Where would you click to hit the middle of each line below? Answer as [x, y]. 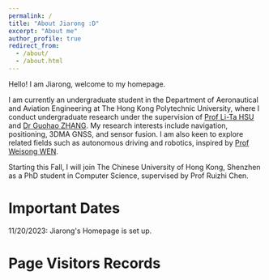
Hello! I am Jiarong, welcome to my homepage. [87, 84]
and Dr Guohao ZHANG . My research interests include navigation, [118, 125]
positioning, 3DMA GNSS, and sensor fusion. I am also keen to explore [126, 134]
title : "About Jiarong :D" [54, 23]
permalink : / [30, 16]
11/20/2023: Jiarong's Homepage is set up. [80, 231]
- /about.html [39, 62]
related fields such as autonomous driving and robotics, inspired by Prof [129, 142]
